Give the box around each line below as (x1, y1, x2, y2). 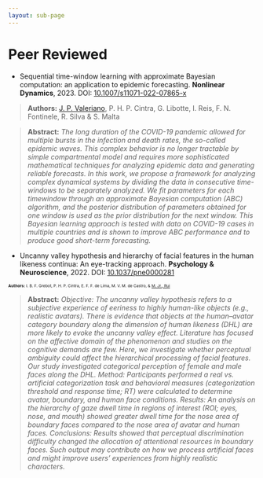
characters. (27, 461, 65, 471)
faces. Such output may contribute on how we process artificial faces (27, 445, 254, 454)
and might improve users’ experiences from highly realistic (27, 453, 218, 462)
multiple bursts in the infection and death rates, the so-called (27, 135, 226, 145)
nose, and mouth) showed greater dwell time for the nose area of (27, 411, 239, 421)
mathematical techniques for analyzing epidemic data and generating (27, 160, 255, 170)
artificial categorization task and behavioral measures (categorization (27, 378, 255, 388)
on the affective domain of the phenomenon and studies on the (27, 336, 233, 346)
